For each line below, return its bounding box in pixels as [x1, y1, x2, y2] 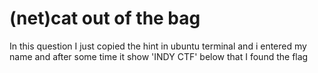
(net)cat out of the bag [9, 7, 201, 30]
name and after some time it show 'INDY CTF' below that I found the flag [9, 50, 309, 62]
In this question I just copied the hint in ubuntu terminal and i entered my [9, 40, 307, 52]
